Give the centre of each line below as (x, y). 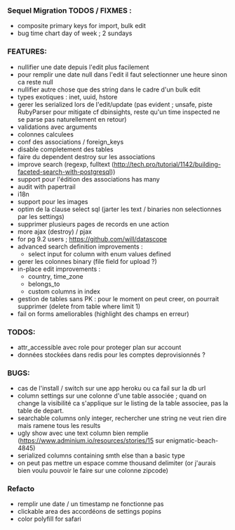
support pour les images (53, 201)
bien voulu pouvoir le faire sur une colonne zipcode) (93, 471)
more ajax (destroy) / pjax (55, 232)
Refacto (21, 489)
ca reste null (35, 82)
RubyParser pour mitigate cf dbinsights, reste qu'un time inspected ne (119, 112)
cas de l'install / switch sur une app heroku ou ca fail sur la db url (112, 389)
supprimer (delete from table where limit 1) (79, 306)
